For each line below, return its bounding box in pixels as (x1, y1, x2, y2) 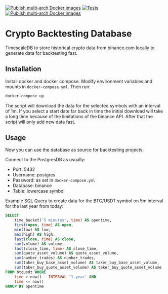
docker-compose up (5, 93, 44, 98)
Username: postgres (12, 172, 56, 178)
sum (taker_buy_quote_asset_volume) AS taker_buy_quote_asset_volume (14, 265, 162, 270)
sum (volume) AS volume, (14, 241, 65, 246)
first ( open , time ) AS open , (14, 223, 73, 228)
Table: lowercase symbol (12, 188, 65, 194)
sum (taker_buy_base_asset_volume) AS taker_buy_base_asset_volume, (14, 260, 159, 266)
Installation (5, 65, 41, 73)
